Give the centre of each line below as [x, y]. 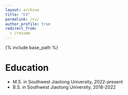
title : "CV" [18, 15]
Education [27, 68]
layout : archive [22, 10]
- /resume [20, 33]
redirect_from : [21, 29]
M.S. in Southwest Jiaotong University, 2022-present [68, 81]
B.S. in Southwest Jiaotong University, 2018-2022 [64, 87]
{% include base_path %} [32, 47]
